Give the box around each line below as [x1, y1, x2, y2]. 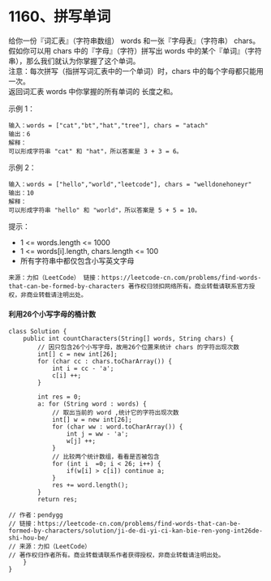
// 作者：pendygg [8, 511, 63, 519]
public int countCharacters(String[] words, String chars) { [23, 334, 234, 343]
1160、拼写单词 [8, 7, 111, 26]
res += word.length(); [51, 481, 129, 489]
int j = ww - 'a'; [66, 430, 129, 438]
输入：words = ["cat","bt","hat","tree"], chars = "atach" [8, 121, 209, 130]
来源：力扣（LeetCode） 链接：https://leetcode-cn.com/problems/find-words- [8, 273, 262, 282]
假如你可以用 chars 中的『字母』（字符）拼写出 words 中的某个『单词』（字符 [8, 45, 262, 55]
